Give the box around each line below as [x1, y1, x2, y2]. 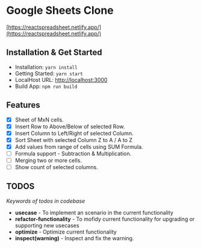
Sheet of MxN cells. [14, 116, 64, 123]
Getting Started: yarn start [14, 70, 83, 77]
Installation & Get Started [6, 48, 102, 58]
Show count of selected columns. [14, 164, 98, 170]
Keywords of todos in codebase [6, 197, 85, 205]
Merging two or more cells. [14, 157, 82, 164]
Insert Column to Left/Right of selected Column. [14, 129, 134, 137]
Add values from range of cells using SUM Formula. [14, 143, 143, 150]
